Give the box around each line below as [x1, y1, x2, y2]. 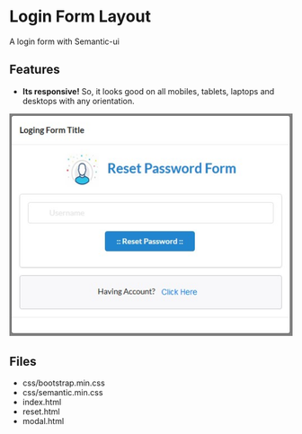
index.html [22, 397, 62, 408]
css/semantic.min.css [22, 387, 103, 398]
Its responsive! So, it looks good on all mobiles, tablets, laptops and [22, 85, 275, 96]
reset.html [22, 406, 60, 417]
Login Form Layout [9, 6, 151, 27]
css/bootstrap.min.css [22, 377, 105, 388]
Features [9, 62, 60, 77]
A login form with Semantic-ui [9, 36, 120, 47]
